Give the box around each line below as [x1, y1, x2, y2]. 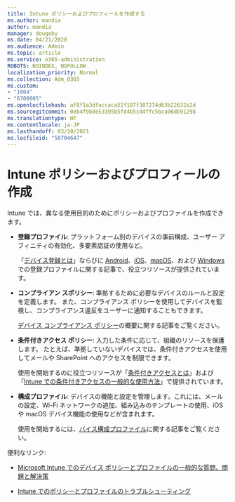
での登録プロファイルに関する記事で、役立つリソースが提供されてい [17, 265, 214, 274]
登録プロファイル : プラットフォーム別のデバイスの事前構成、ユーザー [17, 232, 217, 241]
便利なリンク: [7, 449, 47, 457]
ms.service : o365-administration [7, 56, 105, 63]
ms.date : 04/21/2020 [7, 37, 68, 44]
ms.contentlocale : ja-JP [7, 121, 80, 128]
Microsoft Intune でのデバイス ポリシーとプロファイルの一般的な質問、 [17, 463, 222, 472]
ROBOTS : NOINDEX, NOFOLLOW [7, 62, 86, 70]
